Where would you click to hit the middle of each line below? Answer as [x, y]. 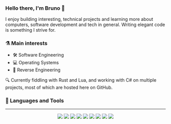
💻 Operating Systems [36, 62]
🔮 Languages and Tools [35, 101]
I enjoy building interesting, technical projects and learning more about [79, 19]
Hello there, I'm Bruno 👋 [35, 8]
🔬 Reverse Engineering [37, 70]
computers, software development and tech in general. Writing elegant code [85, 24]
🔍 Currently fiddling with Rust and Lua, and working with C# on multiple [81, 80]
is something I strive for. [31, 30]
